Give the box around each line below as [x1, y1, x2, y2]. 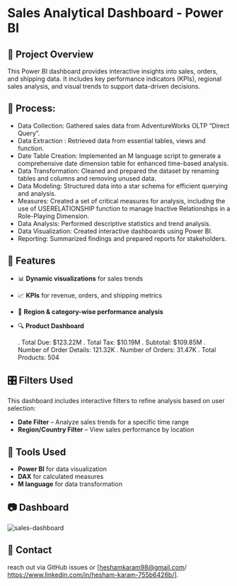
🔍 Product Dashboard [17, 321, 85, 330]
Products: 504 [17, 353, 60, 361]
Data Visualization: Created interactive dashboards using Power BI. [17, 227, 213, 235]
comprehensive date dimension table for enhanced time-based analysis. [17, 159, 229, 167]
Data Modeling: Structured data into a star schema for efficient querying [17, 181, 229, 190]
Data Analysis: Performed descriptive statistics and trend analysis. [17, 219, 212, 227]
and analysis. [17, 189, 57, 198]
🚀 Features [7, 255, 56, 267]
